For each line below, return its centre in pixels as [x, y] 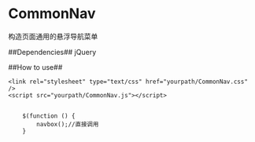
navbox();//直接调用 [68, 124]
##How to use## [35, 67]
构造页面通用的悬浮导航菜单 [53, 36]
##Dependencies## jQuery [52, 52]
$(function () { [49, 116]
